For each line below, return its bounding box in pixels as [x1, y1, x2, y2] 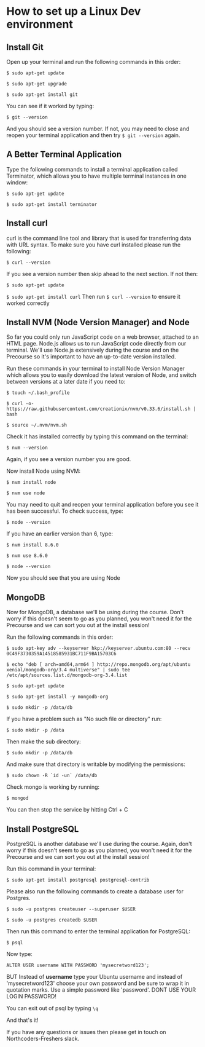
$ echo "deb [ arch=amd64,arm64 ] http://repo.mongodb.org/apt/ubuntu [6, 662, 191, 668]
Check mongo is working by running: [6, 783, 100, 791]
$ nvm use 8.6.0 [6, 553, 48, 559]
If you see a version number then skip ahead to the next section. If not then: [6, 270, 198, 277]
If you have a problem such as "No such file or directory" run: [6, 715, 162, 723]
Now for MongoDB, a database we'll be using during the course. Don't [6, 609, 184, 616]
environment [6, 17, 74, 31]
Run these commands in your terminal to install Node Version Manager [6, 365, 185, 373]
